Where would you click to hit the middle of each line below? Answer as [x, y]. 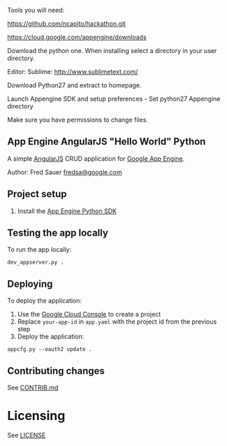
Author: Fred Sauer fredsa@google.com [65, 172]
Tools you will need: [36, 10]
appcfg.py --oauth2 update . [50, 350]
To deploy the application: [45, 301]
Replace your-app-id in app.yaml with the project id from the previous [117, 322]
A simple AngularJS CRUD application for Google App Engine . [96, 158]
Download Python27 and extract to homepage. [74, 85]
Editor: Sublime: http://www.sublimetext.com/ [73, 72]
